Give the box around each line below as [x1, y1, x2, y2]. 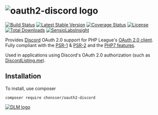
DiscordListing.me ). [5, 57, 46, 63]
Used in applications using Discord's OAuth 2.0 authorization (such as [5, 52, 150, 58]
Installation [5, 72, 41, 81]
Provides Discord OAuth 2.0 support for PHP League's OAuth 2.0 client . [5, 37, 153, 43]
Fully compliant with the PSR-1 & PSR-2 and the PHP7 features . [5, 42, 136, 48]
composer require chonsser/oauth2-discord [5, 95, 96, 100]
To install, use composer [5, 85, 56, 91]
